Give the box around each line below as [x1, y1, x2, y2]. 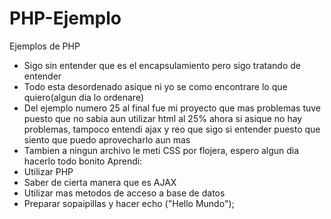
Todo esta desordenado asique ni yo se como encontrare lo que [23, 80, 288, 92]
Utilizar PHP [23, 165, 74, 177]
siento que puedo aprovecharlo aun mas [23, 133, 191, 146]
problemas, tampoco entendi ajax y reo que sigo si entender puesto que [23, 123, 321, 135]
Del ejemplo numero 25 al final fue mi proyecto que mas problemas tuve [23, 102, 322, 114]
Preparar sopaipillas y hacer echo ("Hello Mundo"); [23, 197, 235, 209]
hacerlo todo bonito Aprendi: [23, 155, 143, 167]
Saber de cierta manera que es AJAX [23, 176, 177, 188]
